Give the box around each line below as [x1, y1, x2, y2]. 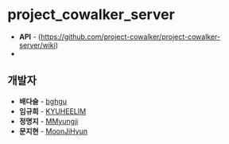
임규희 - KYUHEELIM [18, 106, 87, 116]
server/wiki [18, 40, 56, 49]
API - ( [18, 32, 41, 41]
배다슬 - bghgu [18, 96, 68, 106]
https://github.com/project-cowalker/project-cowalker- [40, 32, 220, 41]
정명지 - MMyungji [18, 116, 79, 126]
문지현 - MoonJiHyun [18, 126, 88, 136]
